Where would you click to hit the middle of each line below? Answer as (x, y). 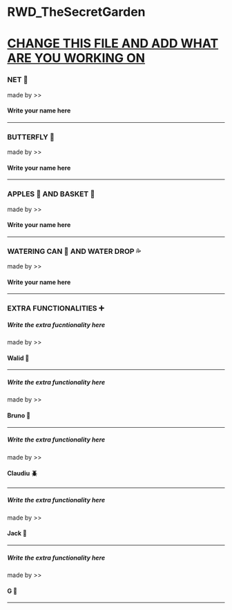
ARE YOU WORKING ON (76, 58)
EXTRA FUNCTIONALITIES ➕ (56, 308)
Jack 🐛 (17, 533)
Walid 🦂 (18, 358)
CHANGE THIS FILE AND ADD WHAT (113, 44)
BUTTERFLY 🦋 (31, 137)
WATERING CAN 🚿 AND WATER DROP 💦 (74, 251)
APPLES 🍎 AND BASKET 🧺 (51, 194)
